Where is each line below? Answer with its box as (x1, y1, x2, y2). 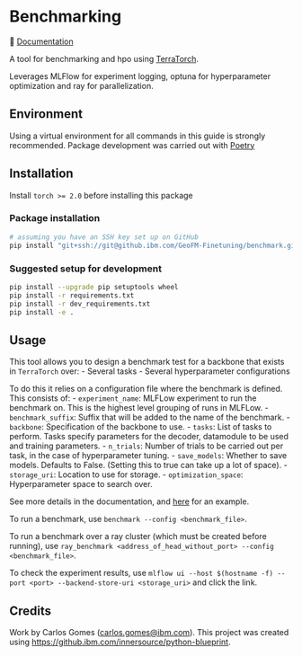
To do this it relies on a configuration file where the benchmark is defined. (9, 384, 283, 394)
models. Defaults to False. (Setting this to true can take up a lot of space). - (9, 460, 288, 471)
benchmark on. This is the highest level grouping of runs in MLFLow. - (9, 403, 269, 413)
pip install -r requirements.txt (9, 290, 135, 300)
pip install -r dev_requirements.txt (9, 299, 151, 308)
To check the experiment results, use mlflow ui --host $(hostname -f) (9, 568, 274, 579)
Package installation (9, 212, 101, 225)
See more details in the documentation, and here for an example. (9, 496, 250, 507)
